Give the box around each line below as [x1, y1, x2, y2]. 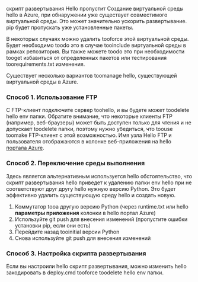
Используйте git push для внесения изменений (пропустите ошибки [14, 216, 188, 223]
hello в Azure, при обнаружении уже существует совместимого [6, 11, 168, 18]
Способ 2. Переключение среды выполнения [6, 159, 145, 168]
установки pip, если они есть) [14, 222, 91, 229]
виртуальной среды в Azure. [6, 78, 79, 85]
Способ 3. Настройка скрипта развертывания [6, 249, 146, 257]
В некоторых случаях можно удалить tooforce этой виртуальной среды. [6, 36, 189, 42]
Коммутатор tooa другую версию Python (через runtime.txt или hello [14, 203, 189, 210]
